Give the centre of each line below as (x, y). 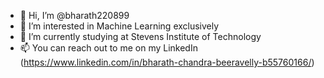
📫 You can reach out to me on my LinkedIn (108, 48)
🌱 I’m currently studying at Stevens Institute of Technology (140, 36)
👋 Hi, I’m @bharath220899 (74, 15)
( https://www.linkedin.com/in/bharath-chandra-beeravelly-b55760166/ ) (167, 62)
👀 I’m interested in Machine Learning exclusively (119, 26)
